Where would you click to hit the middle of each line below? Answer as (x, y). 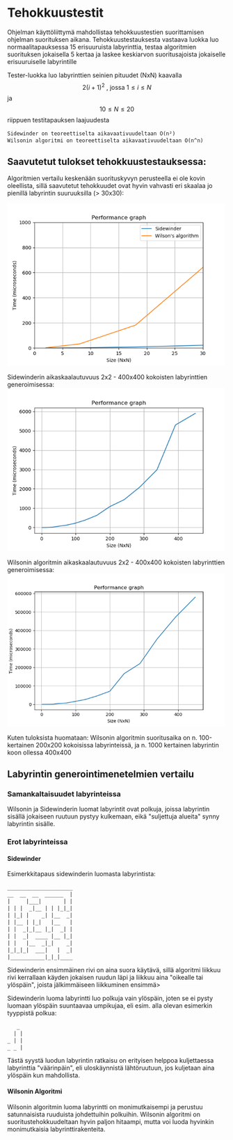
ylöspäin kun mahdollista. (43, 1075)
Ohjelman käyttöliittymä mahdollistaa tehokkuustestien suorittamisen (106, 32)
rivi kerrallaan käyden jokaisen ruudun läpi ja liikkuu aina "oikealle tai (105, 977)
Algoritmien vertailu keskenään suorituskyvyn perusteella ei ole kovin (106, 178)
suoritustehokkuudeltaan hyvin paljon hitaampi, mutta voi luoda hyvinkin (111, 1121)
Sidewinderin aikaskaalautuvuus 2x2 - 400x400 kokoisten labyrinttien (107, 377)
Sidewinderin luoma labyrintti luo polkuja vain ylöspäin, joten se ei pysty (110, 998)
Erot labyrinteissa (38, 842)
